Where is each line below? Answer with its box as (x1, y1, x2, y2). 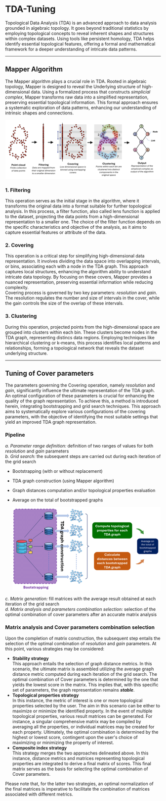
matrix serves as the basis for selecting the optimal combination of (12, 766, 148, 772)
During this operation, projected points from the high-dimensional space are (5, 324, 160, 330)
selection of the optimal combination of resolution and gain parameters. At (5, 640, 157, 647)
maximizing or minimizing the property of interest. (12, 739, 114, 746)
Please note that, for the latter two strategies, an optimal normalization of (5, 781, 154, 787)
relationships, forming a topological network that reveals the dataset (5, 345, 144, 351)
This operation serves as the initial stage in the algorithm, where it (5, 198, 139, 204)
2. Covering (5, 242, 34, 249)
